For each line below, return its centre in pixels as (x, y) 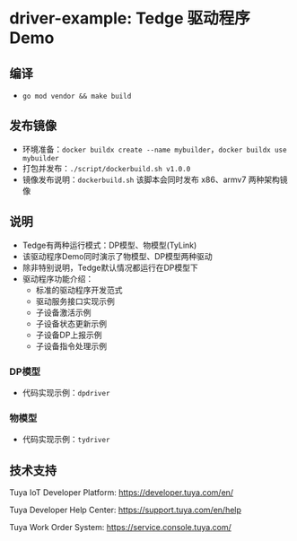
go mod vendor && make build (77, 96)
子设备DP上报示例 (69, 335)
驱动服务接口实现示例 (75, 301)
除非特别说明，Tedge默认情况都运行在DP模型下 (110, 267)
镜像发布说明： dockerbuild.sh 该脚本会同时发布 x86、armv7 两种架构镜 (155, 179)
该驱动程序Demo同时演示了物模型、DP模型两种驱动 (117, 256)
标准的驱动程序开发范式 (79, 290)
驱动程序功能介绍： (58, 278)
